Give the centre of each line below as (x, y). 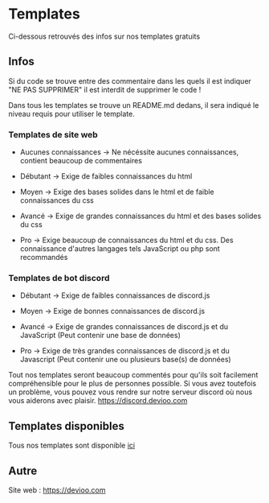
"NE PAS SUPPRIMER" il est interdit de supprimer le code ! (105, 89)
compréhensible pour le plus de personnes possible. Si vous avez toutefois (132, 384)
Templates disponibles (66, 426)
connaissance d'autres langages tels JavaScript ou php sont (120, 249)
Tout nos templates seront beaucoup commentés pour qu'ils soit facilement (133, 375)
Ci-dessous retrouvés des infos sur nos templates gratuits (104, 36)
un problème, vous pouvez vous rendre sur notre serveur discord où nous (130, 392)
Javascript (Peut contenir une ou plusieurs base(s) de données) (125, 360)
